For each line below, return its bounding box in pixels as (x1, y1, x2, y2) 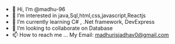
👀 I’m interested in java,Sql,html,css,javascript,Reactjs (11, 12, 146, 19)
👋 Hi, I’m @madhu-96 (11, 6, 66, 12)
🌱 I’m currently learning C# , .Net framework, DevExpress (11, 18, 155, 25)
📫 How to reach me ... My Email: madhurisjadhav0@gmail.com (11, 32, 169, 38)
